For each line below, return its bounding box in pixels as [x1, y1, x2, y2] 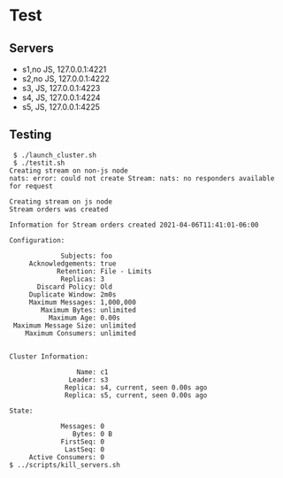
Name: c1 [76, 367, 109, 376]
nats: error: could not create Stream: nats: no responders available [9, 173, 275, 182]
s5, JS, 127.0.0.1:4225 [21, 102, 100, 112]
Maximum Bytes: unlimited [41, 305, 137, 314]
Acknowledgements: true [28, 258, 117, 268]
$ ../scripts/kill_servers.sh [9, 460, 121, 469]
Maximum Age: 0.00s [48, 313, 121, 322]
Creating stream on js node [9, 197, 113, 206]
